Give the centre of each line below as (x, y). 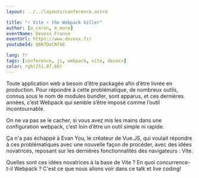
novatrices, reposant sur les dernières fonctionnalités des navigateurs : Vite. (100, 151)
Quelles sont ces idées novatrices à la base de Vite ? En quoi (81, 162)
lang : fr (17, 55)
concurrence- (173, 162)
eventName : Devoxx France (38, 33)
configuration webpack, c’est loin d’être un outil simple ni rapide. (85, 126)
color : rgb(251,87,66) (34, 66)
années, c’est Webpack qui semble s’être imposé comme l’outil (83, 102)
